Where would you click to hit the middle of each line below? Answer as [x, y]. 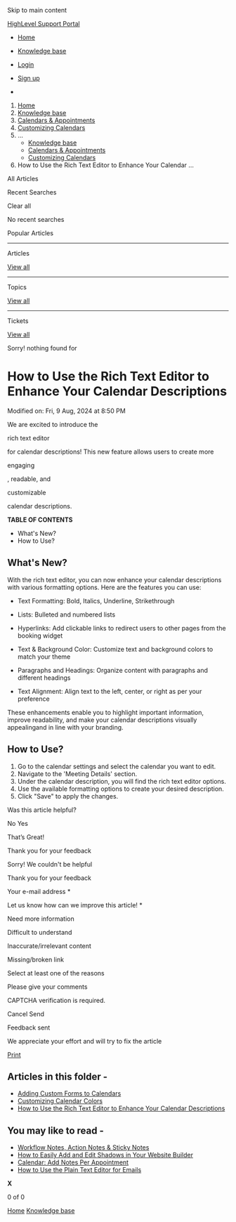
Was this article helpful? [42, 810]
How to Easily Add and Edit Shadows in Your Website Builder [105, 1155]
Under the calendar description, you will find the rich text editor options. [122, 781]
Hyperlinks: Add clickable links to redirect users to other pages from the [122, 628]
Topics [17, 287]
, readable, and [29, 479]
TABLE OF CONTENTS [40, 520]
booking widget [40, 636]
